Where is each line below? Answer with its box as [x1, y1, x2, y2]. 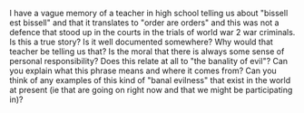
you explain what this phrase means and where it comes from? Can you [9, 65, 277, 76]
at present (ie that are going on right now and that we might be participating [9, 85, 293, 95]
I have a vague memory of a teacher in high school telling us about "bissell [9, 8, 289, 18]
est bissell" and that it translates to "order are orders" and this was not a [9, 17, 279, 28]
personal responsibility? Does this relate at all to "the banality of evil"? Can [9, 56, 289, 66]
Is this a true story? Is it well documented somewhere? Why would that [9, 36, 274, 47]
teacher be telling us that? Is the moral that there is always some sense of [9, 46, 285, 57]
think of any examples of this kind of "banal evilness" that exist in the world [9, 75, 291, 85]
